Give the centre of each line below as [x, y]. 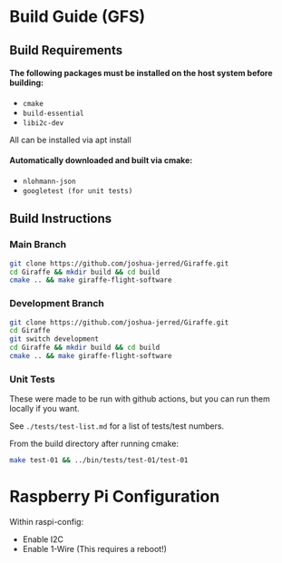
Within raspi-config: [47, 522]
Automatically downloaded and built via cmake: [101, 160]
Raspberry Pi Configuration [115, 497]
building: [26, 83]
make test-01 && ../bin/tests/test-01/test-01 [99, 461]
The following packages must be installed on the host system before [141, 73]
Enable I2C [43, 539]
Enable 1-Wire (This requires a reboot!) [95, 549]
